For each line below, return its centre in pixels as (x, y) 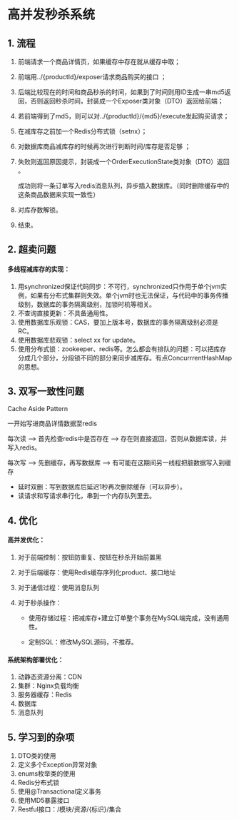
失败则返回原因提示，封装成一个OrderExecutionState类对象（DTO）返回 (123, 162)
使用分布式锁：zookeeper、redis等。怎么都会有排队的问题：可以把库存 (122, 349)
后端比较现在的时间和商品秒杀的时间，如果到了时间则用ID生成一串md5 (121, 92)
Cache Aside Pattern (38, 409)
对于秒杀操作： (40, 603)
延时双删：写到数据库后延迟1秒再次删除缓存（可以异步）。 (102, 487)
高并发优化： (26, 540)
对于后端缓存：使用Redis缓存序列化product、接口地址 (97, 572)
